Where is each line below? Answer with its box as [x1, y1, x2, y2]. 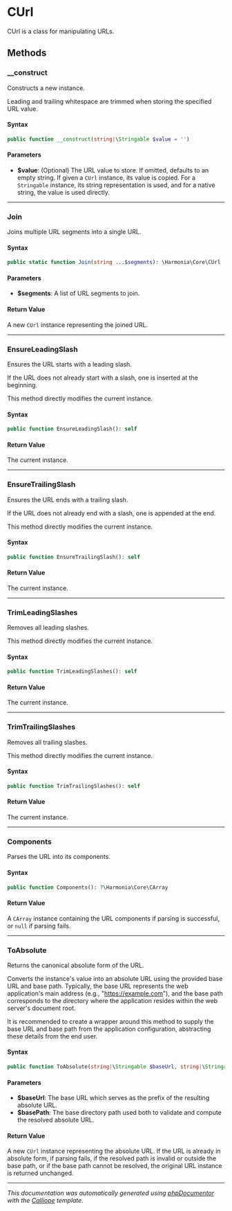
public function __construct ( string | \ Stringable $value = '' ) [7, 136, 190, 143]
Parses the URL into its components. [7, 853, 110, 861]
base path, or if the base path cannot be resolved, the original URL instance [7, 1162, 222, 1170]
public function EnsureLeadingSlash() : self [7, 425, 137, 433]
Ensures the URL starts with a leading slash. [7, 360, 133, 368]
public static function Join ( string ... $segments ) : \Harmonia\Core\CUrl [7, 259, 221, 266]
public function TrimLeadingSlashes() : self [7, 668, 137, 675]
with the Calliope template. [7, 1196, 84, 1205]
